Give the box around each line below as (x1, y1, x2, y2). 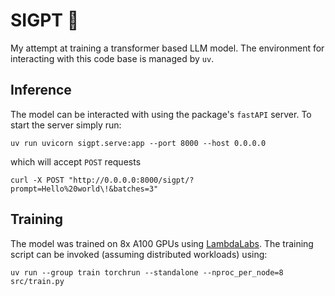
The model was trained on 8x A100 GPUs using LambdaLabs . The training (10, 237, 314, 249)
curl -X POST (10, 175, 65, 185)
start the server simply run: (10, 119, 122, 131)
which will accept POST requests (10, 155, 142, 168)
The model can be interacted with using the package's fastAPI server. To (10, 108, 312, 120)
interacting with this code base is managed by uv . (10, 52, 215, 64)
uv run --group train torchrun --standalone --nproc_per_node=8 (10, 267, 284, 278)
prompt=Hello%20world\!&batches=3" (10, 184, 159, 194)
